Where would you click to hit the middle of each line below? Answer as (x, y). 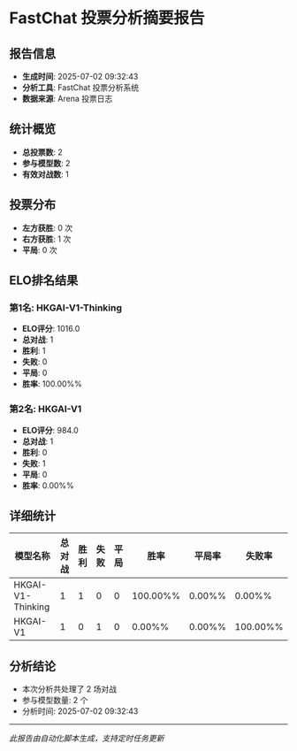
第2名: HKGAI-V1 (46, 410)
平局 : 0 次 (39, 249)
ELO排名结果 (44, 281)
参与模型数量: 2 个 (55, 701)
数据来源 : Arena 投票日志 (67, 99)
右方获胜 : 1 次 (46, 239)
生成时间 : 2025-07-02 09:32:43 (80, 77)
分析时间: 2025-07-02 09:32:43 (80, 711)
